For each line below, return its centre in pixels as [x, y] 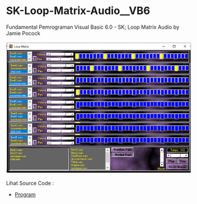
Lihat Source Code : [30, 183]
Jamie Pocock [23, 33]
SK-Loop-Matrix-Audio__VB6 [78, 11]
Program [25, 194]
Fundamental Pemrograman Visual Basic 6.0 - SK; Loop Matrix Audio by [93, 27]
